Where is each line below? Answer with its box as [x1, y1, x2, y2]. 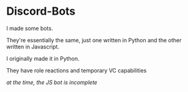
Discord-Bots [6, 4, 76, 18]
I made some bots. [6, 25, 53, 32]
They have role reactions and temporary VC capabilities [6, 66, 147, 74]
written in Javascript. [6, 43, 59, 50]
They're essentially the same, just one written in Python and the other [6, 36, 182, 44]
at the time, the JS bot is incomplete [6, 79, 98, 86]
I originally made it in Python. [6, 55, 80, 62]
